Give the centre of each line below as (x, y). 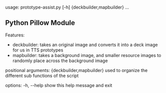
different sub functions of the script (42, 75)
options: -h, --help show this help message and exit (59, 85)
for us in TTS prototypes (38, 50)
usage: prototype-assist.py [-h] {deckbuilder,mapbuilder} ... (67, 7)
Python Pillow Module (40, 23)
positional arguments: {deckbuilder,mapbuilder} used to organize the (76, 70)
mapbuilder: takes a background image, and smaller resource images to (87, 55)
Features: (15, 35)
